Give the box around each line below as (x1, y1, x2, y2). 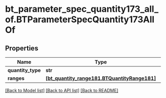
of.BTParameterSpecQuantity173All (5, 14, 155, 25)
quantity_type (7, 67, 41, 73)
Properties (5, 44, 39, 52)
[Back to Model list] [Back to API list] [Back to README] (5, 88, 119, 93)
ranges (7, 75, 25, 82)
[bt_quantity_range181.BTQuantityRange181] (45, 75, 156, 82)
